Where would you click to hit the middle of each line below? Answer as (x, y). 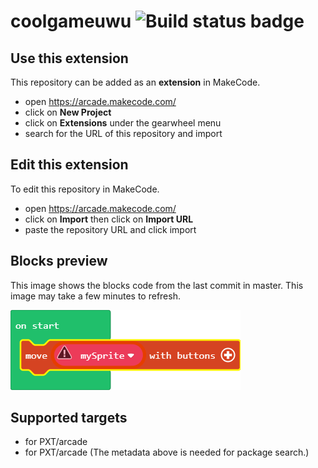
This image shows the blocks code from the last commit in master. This (157, 285)
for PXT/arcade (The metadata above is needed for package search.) (167, 452)
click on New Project (68, 112)
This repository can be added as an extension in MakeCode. (135, 82)
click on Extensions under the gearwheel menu (123, 123)
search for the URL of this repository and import (123, 133)
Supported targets (69, 418)
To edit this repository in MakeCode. (85, 189)
